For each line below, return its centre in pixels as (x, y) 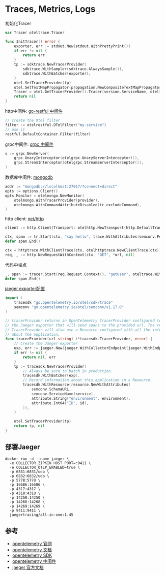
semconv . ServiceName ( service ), (63, 394)
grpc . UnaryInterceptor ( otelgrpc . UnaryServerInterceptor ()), (77, 158)
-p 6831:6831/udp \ (29, 472)
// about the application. (33, 334)
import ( (14, 298)
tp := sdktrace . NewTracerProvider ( (50, 64)
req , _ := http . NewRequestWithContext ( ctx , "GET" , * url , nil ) (70, 255)
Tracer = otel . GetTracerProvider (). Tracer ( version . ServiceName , (81, 92)
